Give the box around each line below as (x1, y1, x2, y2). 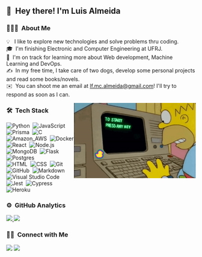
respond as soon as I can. (6, 91, 70, 98)
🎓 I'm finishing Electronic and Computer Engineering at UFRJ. (6, 45, 163, 52)
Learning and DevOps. (6, 60, 62, 67)
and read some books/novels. (6, 75, 80, 82)
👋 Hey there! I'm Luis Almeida (6, 6, 121, 16)
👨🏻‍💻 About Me (6, 24, 51, 33)
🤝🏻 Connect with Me (6, 231, 69, 239)
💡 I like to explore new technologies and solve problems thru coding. (6, 37, 179, 45)
